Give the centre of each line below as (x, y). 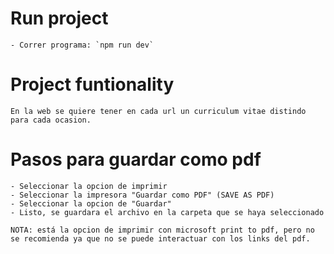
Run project (59, 18)
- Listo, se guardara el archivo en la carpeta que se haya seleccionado (167, 212)
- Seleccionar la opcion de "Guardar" (91, 203)
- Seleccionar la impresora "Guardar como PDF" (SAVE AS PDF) (142, 195)
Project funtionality (92, 84)
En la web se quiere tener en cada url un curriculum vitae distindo (158, 111)
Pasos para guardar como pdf (136, 159)
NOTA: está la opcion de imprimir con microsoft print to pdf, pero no (162, 230)
